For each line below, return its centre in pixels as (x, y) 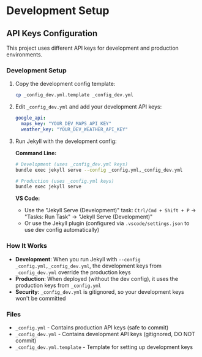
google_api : (30, 118)
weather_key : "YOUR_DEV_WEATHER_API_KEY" (75, 129)
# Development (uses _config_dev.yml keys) (72, 164)
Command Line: (36, 153)
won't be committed (40, 298)
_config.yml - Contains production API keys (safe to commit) (92, 327)
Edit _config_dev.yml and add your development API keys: (88, 107)
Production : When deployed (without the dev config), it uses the (97, 278)
